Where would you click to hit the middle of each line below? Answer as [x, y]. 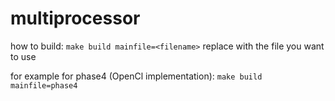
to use [23, 56]
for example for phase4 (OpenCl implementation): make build [136, 76]
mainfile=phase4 [44, 85]
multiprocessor [75, 18]
